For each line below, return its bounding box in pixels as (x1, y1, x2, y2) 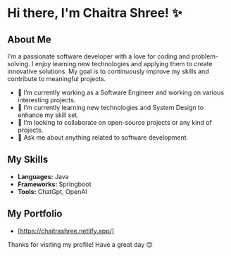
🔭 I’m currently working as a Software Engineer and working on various (17, 88, 224, 97)
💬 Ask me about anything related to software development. (17, 133, 189, 142)
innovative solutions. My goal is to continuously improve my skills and (7, 67, 209, 75)
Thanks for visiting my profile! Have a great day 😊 (7, 240, 154, 248)
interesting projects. (17, 96, 76, 104)
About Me (7, 33, 51, 45)
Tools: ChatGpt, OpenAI (17, 187, 88, 195)
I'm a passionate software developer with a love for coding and (7, 52, 190, 61)
